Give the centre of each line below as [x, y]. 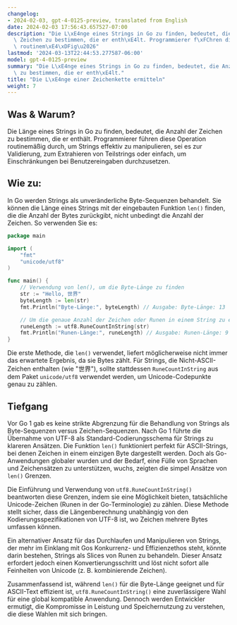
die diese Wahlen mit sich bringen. [57, 614]
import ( [20, 248]
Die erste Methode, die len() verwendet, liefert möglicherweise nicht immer [117, 353]
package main [26, 236]
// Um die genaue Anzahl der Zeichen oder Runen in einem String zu [123, 320]
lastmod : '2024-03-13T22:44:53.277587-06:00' [75, 54]
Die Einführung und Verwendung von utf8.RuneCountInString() [100, 489]
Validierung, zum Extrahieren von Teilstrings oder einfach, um [97, 154]
